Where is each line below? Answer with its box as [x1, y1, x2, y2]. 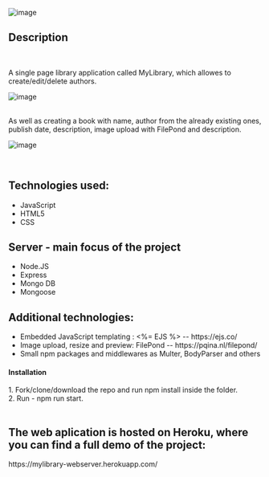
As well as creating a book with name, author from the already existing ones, [8, 116, 262, 125]
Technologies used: [8, 179, 110, 193]
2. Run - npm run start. [8, 393, 84, 403]
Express [19, 270, 47, 280]
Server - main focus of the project [8, 241, 181, 255]
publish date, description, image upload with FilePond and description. [8, 124, 242, 134]
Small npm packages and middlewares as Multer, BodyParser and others [19, 349, 261, 359]
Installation [8, 367, 47, 377]
